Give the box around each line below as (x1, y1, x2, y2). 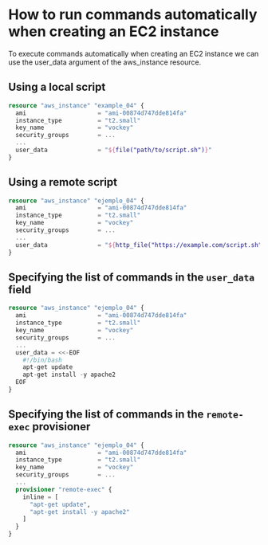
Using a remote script (8, 175, 118, 189)
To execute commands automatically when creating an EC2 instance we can (8, 49, 259, 58)
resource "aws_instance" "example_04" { (8, 101, 145, 109)
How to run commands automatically (8, 6, 258, 24)
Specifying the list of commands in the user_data (8, 270, 255, 284)
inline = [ (22, 492, 59, 501)
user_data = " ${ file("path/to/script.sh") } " (15, 146, 213, 154)
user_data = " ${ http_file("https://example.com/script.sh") (15, 241, 266, 249)
